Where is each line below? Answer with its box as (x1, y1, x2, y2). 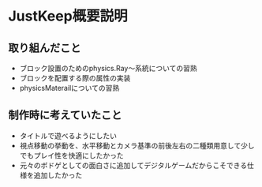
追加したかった (33, 170, 83, 180)
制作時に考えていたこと (8, 108, 122, 122)
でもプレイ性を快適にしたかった (19, 151, 124, 160)
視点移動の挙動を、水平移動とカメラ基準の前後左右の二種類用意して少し (19, 140, 255, 150)
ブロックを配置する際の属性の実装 (19, 73, 131, 83)
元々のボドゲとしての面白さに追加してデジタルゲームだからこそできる (19, 160, 247, 170)
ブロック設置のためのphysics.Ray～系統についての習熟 (19, 64, 197, 73)
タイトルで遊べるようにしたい (19, 131, 117, 140)
